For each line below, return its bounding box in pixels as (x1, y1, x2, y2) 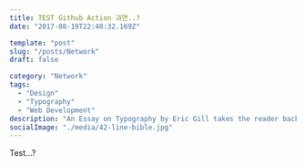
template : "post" (9, 38, 76, 47)
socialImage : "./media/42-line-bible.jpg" (9, 122, 173, 132)
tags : (9, 80, 30, 89)
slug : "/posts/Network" (9, 47, 100, 56)
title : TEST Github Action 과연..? (9, 13, 141, 23)
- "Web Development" (17, 106, 96, 115)
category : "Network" (9, 72, 88, 81)
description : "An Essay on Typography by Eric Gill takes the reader (9, 114, 280, 123)
